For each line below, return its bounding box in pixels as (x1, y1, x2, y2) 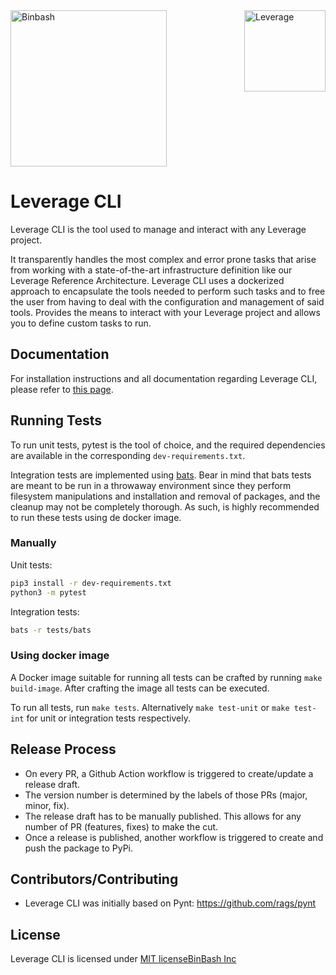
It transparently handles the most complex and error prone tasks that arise (10, 253, 317, 265)
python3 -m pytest (10, 587, 87, 598)
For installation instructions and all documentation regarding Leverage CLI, (10, 372, 318, 384)
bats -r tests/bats (10, 625, 92, 635)
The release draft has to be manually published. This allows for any (24, 810, 302, 822)
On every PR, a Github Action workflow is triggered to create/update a (24, 767, 314, 779)
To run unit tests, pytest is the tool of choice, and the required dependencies (10, 439, 326, 451)
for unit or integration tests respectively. (26, 712, 191, 724)
